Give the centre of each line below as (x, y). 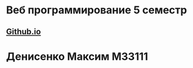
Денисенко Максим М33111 (77, 56)
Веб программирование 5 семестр (96, 10)
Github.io (24, 32)
